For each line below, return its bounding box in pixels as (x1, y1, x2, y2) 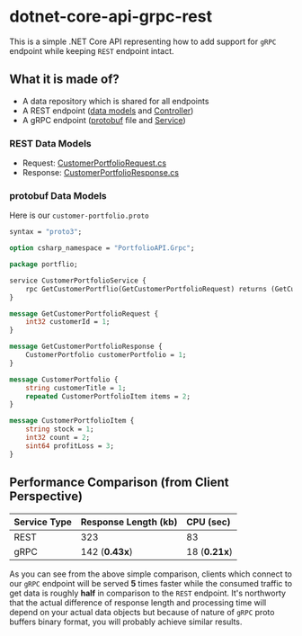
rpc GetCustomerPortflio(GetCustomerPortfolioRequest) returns (25, 284, 268, 293)
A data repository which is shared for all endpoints (22, 95, 209, 106)
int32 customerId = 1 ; (25, 318, 111, 327)
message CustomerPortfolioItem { (9, 417, 135, 425)
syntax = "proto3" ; (9, 228, 83, 237)
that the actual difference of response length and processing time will (9, 596, 267, 608)
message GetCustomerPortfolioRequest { (9, 309, 159, 318)
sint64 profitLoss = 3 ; (25, 441, 115, 451)
